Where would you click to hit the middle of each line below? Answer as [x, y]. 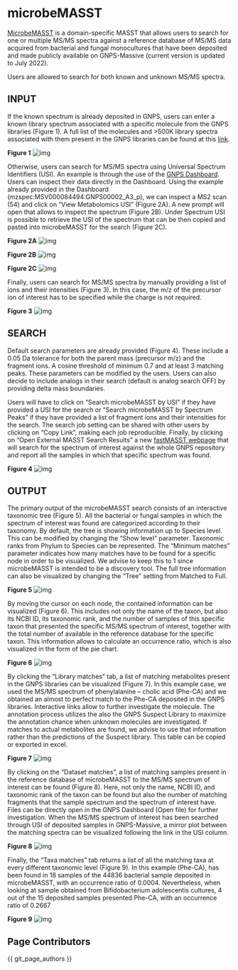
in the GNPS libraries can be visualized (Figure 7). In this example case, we [117, 684]
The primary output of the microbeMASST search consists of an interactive [117, 508]
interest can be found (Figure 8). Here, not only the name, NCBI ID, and [111, 787]
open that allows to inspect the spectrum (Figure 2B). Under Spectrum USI [117, 212]
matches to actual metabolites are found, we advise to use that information [117, 730]
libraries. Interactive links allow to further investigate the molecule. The [111, 707]
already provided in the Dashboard [58, 189]
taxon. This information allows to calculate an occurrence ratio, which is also [119, 641]
